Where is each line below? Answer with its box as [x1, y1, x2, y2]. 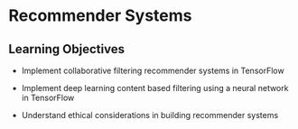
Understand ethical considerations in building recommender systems [21, 110, 279, 120]
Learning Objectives [8, 41, 126, 57]
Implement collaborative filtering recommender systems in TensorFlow [21, 65, 285, 76]
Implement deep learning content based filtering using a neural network [21, 83, 289, 93]
